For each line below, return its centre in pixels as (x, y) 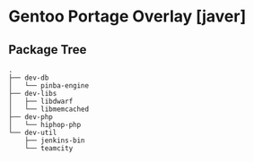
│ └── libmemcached (49, 109)
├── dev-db (29, 78)
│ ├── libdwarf (41, 101)
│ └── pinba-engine (49, 86)
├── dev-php (31, 117)
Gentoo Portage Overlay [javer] (127, 17)
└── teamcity (49, 149)
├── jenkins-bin (55, 141)
